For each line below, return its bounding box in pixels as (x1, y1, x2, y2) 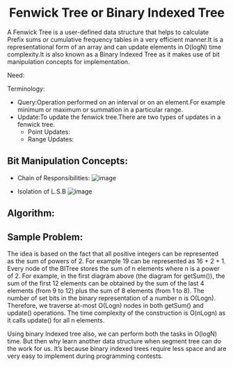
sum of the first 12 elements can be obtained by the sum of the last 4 (7, 279, 204, 287)
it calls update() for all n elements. (7, 315, 105, 325)
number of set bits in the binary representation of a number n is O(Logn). (7, 294, 216, 302)
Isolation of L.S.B (17, 187, 66, 196)
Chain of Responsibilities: (17, 173, 90, 182)
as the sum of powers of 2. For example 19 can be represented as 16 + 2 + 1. (7, 256, 226, 265)
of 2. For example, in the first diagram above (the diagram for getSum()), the (7, 272, 225, 280)
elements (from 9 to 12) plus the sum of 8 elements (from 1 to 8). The (7, 286, 205, 295)
